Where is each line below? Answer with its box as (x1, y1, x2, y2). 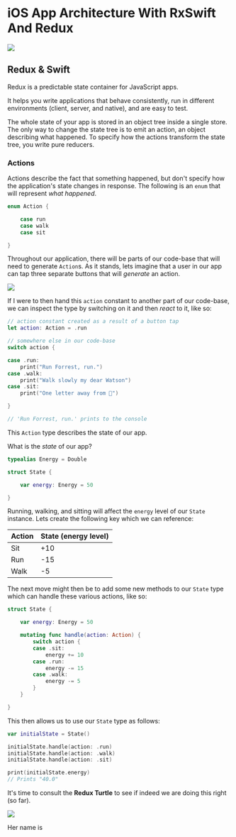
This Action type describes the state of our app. (7, 428, 147, 437)
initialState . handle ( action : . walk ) (7, 750, 116, 757)
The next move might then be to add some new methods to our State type (7, 584, 224, 593)
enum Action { (7, 203, 50, 210)
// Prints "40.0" (7, 776, 59, 783)
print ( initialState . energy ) (7, 769, 91, 777)
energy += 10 (45, 651, 84, 658)
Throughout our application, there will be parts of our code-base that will (7, 254, 220, 263)
